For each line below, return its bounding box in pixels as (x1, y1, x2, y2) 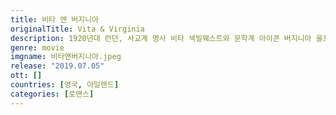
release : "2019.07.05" (10, 61, 105, 71)
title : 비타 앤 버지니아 (10, 14, 100, 25)
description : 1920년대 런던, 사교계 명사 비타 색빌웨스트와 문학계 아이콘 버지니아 (10, 33, 312, 43)
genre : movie (10, 42, 65, 53)
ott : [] (10, 71, 43, 81)
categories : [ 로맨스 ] (10, 89, 95, 99)
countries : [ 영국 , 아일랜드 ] (10, 80, 120, 90)
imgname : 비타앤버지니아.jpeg (10, 52, 122, 62)
